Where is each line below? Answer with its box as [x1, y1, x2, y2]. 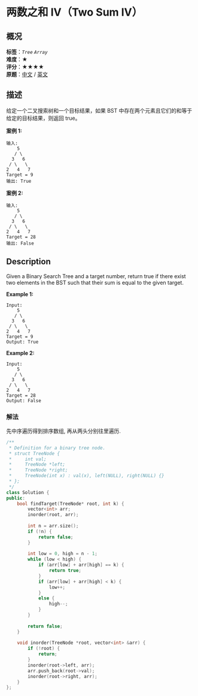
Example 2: [6, 349, 35, 357]
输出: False [6, 240, 34, 246]
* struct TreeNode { [8, 450, 60, 456]
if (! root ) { [28, 646, 60, 652]
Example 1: [6, 290, 34, 297]
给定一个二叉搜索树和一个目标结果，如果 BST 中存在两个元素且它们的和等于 [6, 107, 193, 114]
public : [6, 495, 26, 501]
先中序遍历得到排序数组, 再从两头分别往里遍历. [6, 427, 121, 435]
